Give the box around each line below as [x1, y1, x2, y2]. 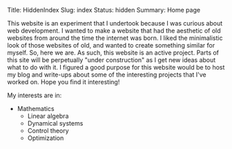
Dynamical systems [27, 119, 84, 127]
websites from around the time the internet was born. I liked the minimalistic [7, 34, 223, 42]
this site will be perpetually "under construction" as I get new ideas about [7, 56, 216, 64]
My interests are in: [7, 91, 62, 99]
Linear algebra [27, 112, 69, 120]
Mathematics [17, 105, 55, 112]
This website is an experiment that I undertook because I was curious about [7, 19, 223, 27]
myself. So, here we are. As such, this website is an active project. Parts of [7, 48, 220, 57]
